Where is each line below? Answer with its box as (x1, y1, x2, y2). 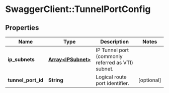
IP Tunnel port (95, 46, 129, 53)
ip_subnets (8, 56, 35, 63)
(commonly (95, 53, 123, 59)
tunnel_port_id (8, 76, 44, 83)
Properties (5, 23, 39, 32)
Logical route (95, 73, 127, 80)
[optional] (138, 76, 161, 83)
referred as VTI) (95, 59, 133, 66)
